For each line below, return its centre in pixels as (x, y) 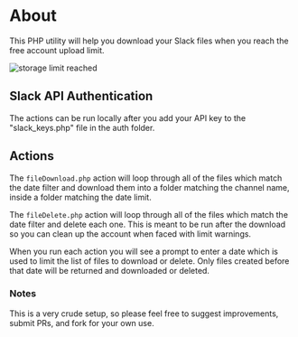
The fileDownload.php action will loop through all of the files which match (146, 178)
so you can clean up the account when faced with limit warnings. (130, 234)
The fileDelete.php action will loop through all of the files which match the (149, 214)
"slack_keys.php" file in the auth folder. (82, 127)
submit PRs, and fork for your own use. (82, 323)
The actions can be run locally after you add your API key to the (128, 117)
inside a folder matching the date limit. (80, 197)
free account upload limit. (57, 50)
